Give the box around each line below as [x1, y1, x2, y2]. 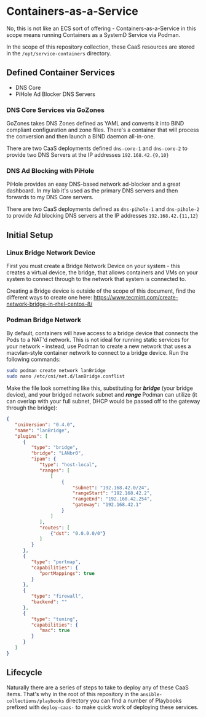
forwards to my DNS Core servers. [6, 194, 94, 201]
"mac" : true [39, 627, 70, 634]
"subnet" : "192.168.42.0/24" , [72, 485, 150, 491]
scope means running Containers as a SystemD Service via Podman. [6, 31, 181, 38]
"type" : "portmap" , [31, 558, 81, 565]
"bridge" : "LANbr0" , [31, 450, 84, 456]
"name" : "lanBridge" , [14, 427, 70, 434]
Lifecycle [6, 667, 42, 678]
